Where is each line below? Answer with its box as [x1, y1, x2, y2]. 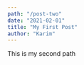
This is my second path [7, 49, 76, 58]
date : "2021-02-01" [7, 17, 65, 24]
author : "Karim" [7, 30, 56, 37]
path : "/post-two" [7, 10, 62, 18]
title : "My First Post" [7, 23, 78, 30]
